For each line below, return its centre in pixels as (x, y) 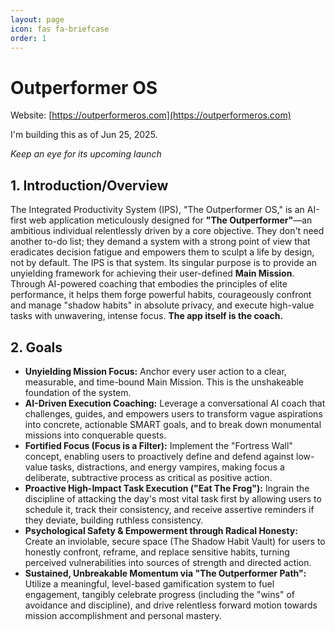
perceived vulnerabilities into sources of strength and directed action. (168, 562)
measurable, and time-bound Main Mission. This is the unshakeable (164, 382)
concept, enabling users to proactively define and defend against (159, 456)
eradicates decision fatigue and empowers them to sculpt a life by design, (162, 252)
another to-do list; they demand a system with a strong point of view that (160, 242)
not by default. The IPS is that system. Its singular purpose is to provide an (163, 263)
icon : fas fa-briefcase (60, 29)
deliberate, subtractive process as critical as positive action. (148, 477)
